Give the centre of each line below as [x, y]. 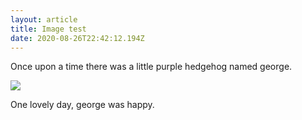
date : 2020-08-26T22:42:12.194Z [77, 38]
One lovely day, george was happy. [82, 105]
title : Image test [48, 29]
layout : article [44, 19]
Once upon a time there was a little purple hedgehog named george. [151, 67]
